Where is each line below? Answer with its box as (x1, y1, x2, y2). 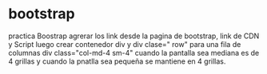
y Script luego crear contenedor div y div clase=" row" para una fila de (8, 39, 241, 49)
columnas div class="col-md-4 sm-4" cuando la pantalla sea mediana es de (8, 48, 260, 57)
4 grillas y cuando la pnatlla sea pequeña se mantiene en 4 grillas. (8, 56, 226, 66)
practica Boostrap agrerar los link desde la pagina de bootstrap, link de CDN (8, 31, 260, 41)
